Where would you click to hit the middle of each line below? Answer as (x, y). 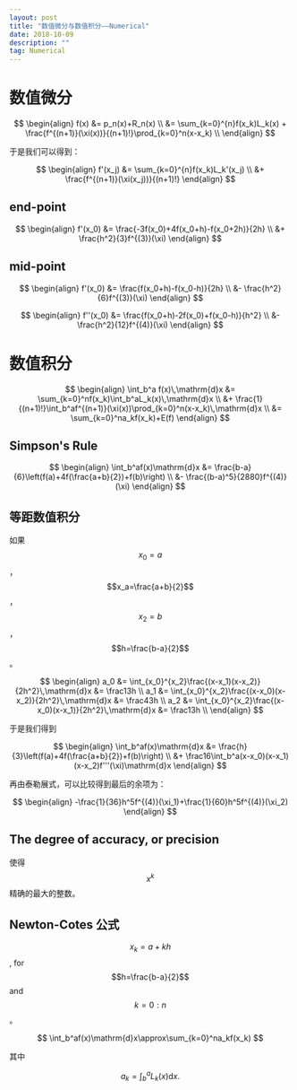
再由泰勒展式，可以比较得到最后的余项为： (88, 784)
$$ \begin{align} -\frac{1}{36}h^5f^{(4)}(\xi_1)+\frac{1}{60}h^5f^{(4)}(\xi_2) (150, 802)
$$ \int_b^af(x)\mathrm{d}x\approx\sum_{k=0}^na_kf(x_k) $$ (150, 1038)
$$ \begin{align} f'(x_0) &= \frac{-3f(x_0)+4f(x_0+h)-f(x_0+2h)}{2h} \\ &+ (150, 229)
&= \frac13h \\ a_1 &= (131, 691)
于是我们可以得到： (45, 152)
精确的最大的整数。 (45, 894)
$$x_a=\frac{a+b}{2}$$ (150, 587)
